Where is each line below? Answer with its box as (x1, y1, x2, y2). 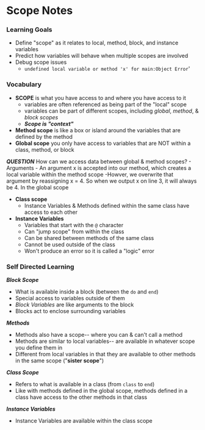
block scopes (24, 113, 59, 121)
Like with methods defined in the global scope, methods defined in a (15, 387, 188, 395)
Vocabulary (6, 80, 41, 89)
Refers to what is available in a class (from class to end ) (15, 381, 155, 388)
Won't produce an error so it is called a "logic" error (24, 247, 154, 255)
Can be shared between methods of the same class (24, 234, 154, 241)
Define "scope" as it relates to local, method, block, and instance (15, 39, 179, 46)
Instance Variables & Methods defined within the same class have (24, 202, 190, 209)
